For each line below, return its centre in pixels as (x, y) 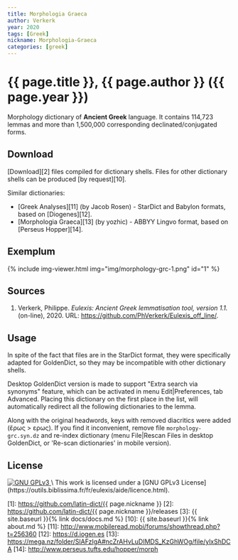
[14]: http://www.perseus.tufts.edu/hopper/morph (86, 549)
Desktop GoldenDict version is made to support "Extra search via (103, 384)
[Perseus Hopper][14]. (50, 229)
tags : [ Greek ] (28, 34)
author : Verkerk (31, 21)
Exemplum (31, 252)
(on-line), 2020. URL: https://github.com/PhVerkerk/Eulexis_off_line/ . (118, 316)
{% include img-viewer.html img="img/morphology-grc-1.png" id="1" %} (114, 269)
